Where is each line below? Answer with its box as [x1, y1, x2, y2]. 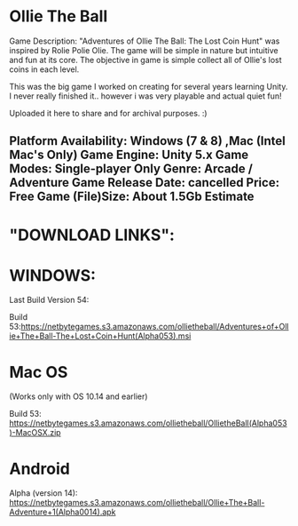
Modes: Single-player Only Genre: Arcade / [9, 162, 253, 177]
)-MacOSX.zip [9, 427, 61, 438]
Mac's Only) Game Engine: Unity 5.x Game [9, 147, 249, 163]
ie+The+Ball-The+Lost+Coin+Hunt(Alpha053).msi [9, 331, 192, 341]
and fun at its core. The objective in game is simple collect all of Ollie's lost [9, 54, 282, 65]
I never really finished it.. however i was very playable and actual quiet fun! [9, 91, 282, 101]
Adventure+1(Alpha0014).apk [9, 506, 116, 517]
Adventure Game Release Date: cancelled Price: [9, 175, 280, 190]
